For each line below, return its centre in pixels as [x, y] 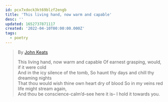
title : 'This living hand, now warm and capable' [59, 15]
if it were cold [32, 67]
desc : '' [14, 19]
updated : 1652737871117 [30, 24]
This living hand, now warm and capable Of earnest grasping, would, [90, 62]
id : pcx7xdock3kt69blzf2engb [36, 10]
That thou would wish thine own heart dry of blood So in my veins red [90, 83]
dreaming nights [35, 78]
